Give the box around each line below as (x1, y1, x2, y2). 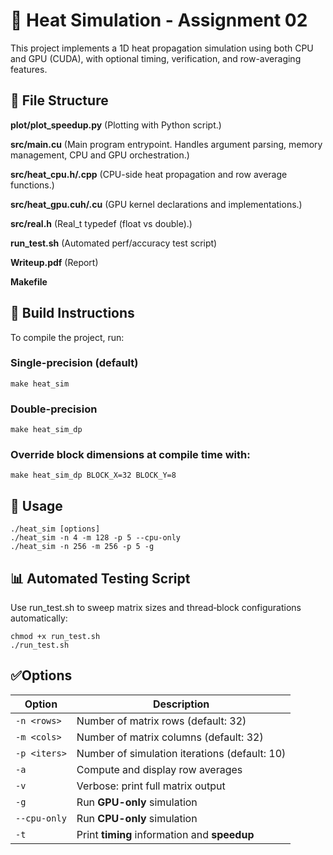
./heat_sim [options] (10, 524, 101, 534)
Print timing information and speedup (76, 827, 255, 841)
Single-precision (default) (10, 356, 139, 370)
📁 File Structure (10, 92, 109, 109)
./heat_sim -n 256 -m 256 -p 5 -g (10, 542, 155, 552)
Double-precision (10, 402, 98, 416)
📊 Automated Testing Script (10, 570, 191, 587)
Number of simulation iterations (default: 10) (76, 746, 287, 760)
